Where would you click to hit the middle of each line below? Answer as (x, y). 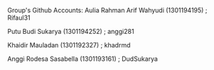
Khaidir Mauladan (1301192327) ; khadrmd (69, 45)
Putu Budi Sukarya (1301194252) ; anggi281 (71, 31)
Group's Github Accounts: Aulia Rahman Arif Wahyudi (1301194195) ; (107, 10)
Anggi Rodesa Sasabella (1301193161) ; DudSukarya (83, 59)
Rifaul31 (19, 18)
